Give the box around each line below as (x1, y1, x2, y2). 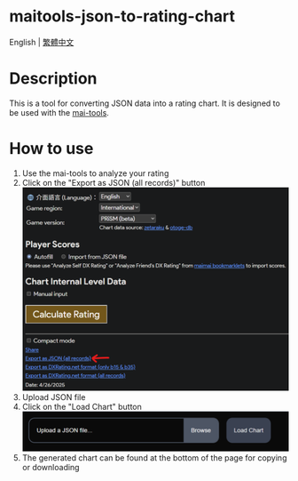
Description (9, 68, 98, 89)
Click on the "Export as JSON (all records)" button (21, 177, 206, 188)
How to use (9, 139, 94, 159)
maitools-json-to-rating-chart (9, 6, 236, 27)
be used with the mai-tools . (9, 107, 109, 117)
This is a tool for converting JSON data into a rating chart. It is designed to (9, 98, 281, 108)
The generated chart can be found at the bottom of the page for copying (21, 452, 287, 463)
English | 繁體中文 (9, 36, 74, 47)
